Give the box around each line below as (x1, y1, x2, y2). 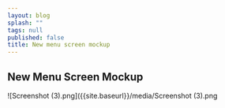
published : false (7, 33, 65, 42)
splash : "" (7, 19, 43, 27)
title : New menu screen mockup (7, 41, 111, 49)
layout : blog (7, 11, 51, 20)
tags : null (7, 26, 43, 34)
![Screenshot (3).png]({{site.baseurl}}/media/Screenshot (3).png (7, 91, 218, 100)
